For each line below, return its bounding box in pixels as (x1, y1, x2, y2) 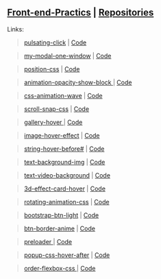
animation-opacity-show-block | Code (23, 78, 132, 86)
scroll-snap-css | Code (23, 104, 90, 113)
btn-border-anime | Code (23, 224, 96, 232)
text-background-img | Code (23, 158, 106, 166)
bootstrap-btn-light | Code (23, 210, 99, 219)
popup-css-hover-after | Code (23, 251, 110, 259)
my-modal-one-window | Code (23, 51, 112, 60)
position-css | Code (23, 64, 80, 73)
